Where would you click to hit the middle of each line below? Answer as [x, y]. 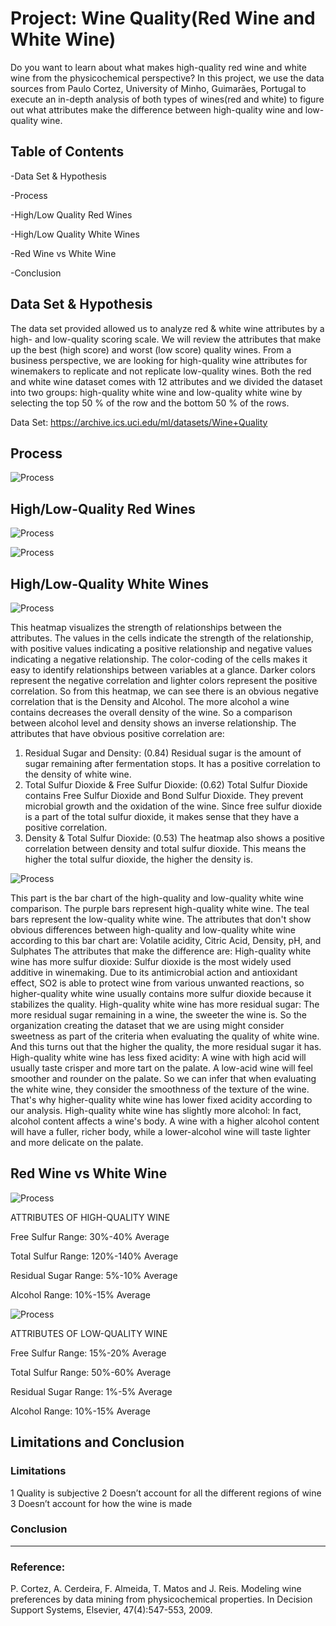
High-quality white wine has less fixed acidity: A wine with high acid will [158, 1057]
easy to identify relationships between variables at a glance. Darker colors [163, 670]
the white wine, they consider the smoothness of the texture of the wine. [160, 1089]
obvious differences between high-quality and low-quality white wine [153, 930]
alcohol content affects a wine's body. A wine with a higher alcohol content [165, 1121]
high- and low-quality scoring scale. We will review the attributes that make [166, 339]
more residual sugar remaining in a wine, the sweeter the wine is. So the [158, 1015]
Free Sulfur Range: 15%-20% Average [88, 1353]
